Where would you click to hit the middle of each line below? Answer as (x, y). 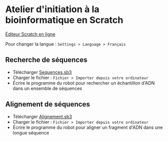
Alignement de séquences (48, 104)
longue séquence (31, 132)
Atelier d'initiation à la (53, 9)
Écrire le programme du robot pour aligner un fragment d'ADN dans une (88, 127)
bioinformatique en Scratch (64, 20)
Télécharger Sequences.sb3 (42, 72)
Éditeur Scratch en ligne (30, 34)
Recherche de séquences (46, 60)
